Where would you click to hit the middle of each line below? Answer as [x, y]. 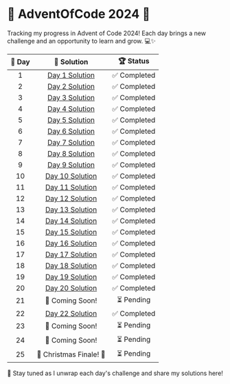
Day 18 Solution [71, 265]
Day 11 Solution [71, 187]
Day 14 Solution [71, 221]
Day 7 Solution [71, 142]
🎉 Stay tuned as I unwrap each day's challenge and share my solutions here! [115, 373]
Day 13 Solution [71, 210]
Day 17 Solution [71, 254]
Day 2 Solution [71, 86]
